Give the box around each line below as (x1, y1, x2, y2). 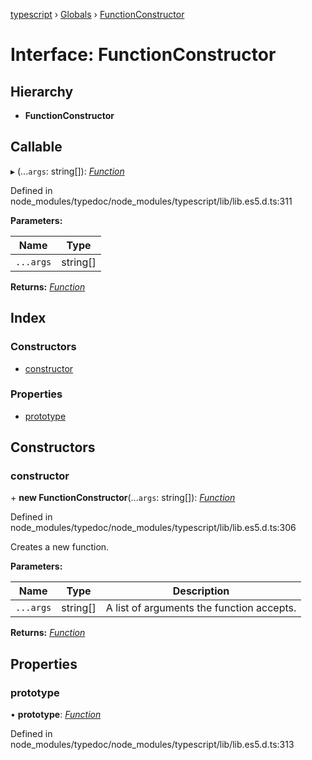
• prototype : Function (10, 709, 102, 721)
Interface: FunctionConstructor (10, 44, 277, 66)
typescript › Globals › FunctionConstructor (10, 9, 185, 20)
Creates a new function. (10, 541, 110, 553)
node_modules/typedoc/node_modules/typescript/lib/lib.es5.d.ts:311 (10, 195, 293, 207)
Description (172, 584, 230, 598)
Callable (10, 139, 63, 156)
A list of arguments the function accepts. (105, 601, 297, 615)
